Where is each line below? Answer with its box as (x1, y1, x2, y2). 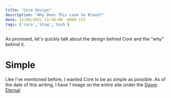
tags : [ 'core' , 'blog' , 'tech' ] (5, 22, 70, 27)
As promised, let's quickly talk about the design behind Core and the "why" (5, 36, 164, 42)
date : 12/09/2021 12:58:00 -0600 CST (5, 17, 86, 22)
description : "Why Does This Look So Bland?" (5, 12, 104, 17)
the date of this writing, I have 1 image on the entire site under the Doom (5, 82, 158, 88)
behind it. (5, 42, 26, 48)
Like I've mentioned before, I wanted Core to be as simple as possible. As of (5, 76, 166, 83)
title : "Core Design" (5, 7, 52, 13)
